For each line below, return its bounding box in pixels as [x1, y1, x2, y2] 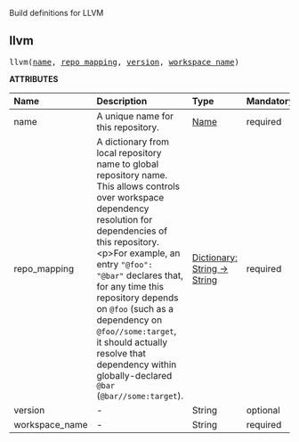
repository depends [96, 291, 179, 304]
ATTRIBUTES [9, 73, 59, 84]
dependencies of [96, 225, 167, 237]
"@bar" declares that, [96, 269, 184, 282]
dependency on [96, 314, 163, 326]
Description [96, 94, 148, 107]
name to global [96, 158, 159, 170]
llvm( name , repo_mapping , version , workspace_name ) [9, 57, 240, 67]
